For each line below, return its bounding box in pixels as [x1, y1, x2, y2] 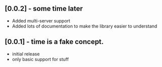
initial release [12, 50, 40, 57]
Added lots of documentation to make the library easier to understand [12, 23, 157, 29]
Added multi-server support [12, 17, 71, 23]
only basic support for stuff [12, 56, 69, 62]
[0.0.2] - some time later [5, 4, 83, 13]
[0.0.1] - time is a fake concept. [5, 37, 104, 46]
